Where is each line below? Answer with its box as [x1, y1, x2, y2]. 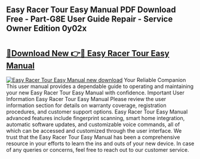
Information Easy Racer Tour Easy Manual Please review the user [6, 96, 167, 102]
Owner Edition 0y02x [6, 23, 87, 33]
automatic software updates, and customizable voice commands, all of [6, 121, 180, 128]
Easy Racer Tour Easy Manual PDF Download [6, 5, 176, 15]
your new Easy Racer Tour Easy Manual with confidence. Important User [6, 89, 185, 96]
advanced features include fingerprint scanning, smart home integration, [6, 115, 185, 121]
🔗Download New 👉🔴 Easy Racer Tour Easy [6, 48, 170, 59]
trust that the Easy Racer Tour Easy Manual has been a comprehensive [6, 134, 180, 140]
